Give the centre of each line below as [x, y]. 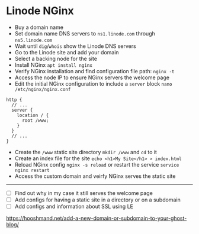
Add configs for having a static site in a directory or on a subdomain [97, 200]
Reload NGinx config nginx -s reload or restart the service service [97, 164]
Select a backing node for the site [56, 58]
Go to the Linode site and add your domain [67, 52]
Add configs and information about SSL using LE [74, 207]
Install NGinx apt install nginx [54, 65]
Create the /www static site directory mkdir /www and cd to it [86, 152]
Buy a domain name [39, 27]
